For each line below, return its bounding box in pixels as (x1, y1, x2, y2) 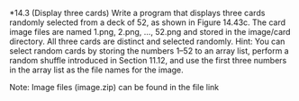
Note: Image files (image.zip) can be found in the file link (9, 82, 219, 92)
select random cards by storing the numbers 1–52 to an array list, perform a (9, 46, 290, 56)
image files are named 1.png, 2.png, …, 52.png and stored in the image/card (9, 27, 291, 37)
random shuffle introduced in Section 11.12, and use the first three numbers (9, 55, 287, 65)
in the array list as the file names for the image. (9, 64, 185, 75)
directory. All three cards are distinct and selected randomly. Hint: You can (9, 36, 285, 46)
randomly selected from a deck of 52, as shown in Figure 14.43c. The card (9, 17, 286, 28)
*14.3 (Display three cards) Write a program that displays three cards (9, 8, 266, 18)
